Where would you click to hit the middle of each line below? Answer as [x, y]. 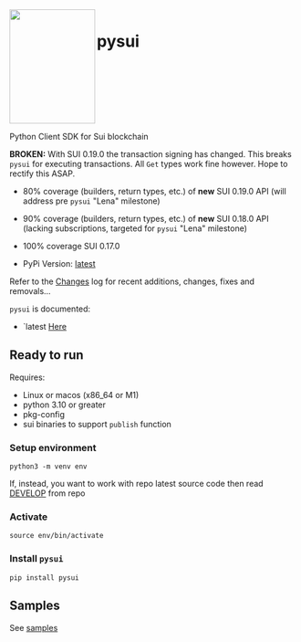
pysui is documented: [50, 309]
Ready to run [47, 355]
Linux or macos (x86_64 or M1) [81, 395]
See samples [34, 627]
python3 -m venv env [49, 467]
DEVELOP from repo [47, 493]
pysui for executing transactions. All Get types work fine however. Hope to [149, 164]
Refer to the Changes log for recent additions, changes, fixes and [132, 281]
